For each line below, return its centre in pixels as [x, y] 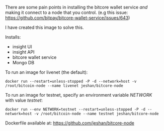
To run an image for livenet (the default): [46, 72]
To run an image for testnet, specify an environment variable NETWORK [79, 95]
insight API [23, 52]
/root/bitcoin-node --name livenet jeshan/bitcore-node [64, 86]
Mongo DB [23, 63]
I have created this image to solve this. [44, 27]
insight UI [22, 47]
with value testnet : [24, 100]
